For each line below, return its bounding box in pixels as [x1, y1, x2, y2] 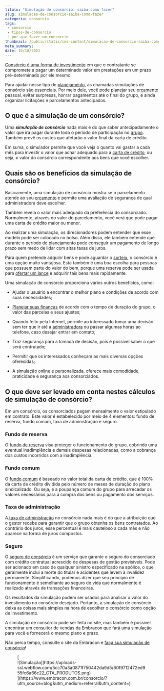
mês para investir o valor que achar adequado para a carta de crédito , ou [5, 150, 152, 155]
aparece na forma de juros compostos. [5, 530, 83, 536]
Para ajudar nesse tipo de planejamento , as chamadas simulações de [5, 81, 144, 87]
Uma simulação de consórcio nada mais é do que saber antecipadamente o [5, 125, 159, 130]
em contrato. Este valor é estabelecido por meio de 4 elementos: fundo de [5, 413, 155, 419]
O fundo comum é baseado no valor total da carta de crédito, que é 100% [5, 476, 153, 482]
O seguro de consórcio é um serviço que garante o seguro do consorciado [5, 554, 155, 560]
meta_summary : [5, 44, 34, 49]
